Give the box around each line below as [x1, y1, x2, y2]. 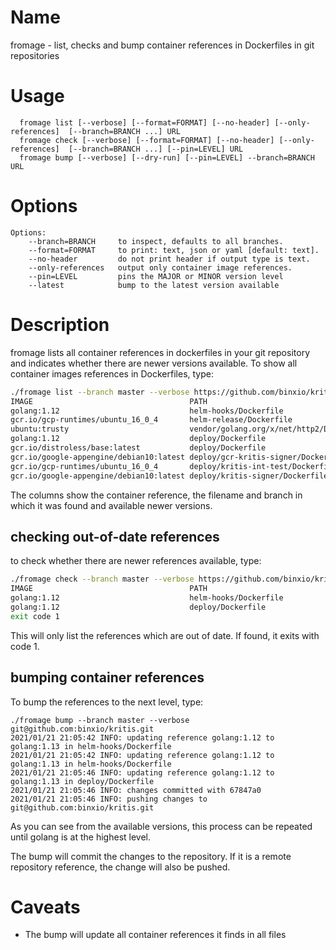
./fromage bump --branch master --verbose [10, 715, 190, 725]
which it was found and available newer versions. [10, 499, 213, 511]
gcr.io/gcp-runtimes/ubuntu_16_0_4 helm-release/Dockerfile [10, 415, 293, 425]
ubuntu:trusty [10, 424, 70, 435]
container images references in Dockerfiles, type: [10, 367, 214, 380]
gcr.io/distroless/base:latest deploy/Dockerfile [10, 443, 267, 453]
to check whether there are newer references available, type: [10, 555, 262, 567]
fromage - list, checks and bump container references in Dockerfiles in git [10, 39, 315, 51]
